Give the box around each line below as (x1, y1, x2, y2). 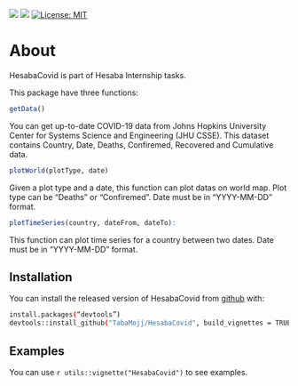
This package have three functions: (9, 87, 139, 98)
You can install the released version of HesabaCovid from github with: (9, 294, 264, 304)
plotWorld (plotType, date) (9, 165, 109, 175)
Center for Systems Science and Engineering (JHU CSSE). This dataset (9, 130, 270, 141)
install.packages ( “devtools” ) (9, 310, 122, 319)
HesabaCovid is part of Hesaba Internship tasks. (9, 69, 186, 80)
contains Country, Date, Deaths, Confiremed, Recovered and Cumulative (9, 139, 274, 150)
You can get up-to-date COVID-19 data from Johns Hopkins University (9, 120, 267, 131)
